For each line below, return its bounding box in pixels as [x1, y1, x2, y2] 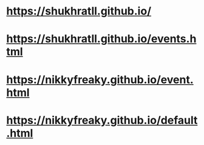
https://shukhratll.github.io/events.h [6, 32, 197, 46]
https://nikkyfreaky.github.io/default [6, 113, 198, 127]
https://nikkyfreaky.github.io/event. [6, 73, 194, 86]
